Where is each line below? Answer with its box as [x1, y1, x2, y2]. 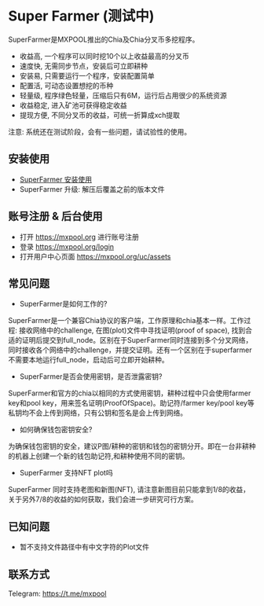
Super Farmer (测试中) [8, 7, 155, 25]
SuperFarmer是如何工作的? [19, 299, 108, 309]
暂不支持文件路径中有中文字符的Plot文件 [19, 542, 150, 552]
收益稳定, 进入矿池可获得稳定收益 [19, 100, 127, 110]
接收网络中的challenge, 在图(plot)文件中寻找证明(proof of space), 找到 [18, 325, 246, 335]
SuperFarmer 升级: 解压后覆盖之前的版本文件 [19, 184, 165, 193]
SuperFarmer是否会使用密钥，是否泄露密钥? [19, 372, 163, 381]
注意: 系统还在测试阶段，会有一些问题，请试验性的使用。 [8, 127, 191, 136]
